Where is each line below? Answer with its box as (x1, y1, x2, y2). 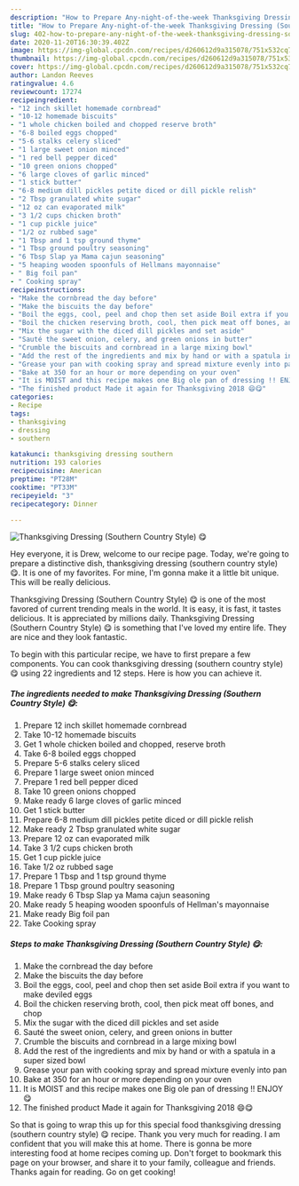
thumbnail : (10, 54, 51, 63)
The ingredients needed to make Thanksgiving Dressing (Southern (10, 688, 262, 699)
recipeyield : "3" (10, 491, 75, 500)
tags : (10, 409, 30, 418)
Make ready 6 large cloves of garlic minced (22, 795, 182, 806)
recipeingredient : (10, 95, 78, 105)
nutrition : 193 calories (10, 458, 102, 467)
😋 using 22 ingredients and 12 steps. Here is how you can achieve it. (10, 668, 263, 679)
